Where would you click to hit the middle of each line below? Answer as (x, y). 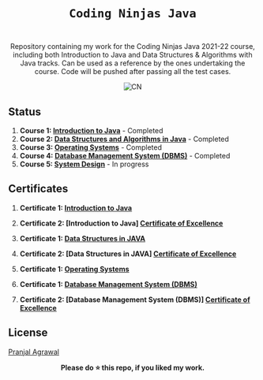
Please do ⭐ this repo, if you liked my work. (133, 367)
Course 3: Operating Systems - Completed (90, 147)
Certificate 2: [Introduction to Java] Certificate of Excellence (121, 223)
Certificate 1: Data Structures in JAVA (83, 238)
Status (25, 112)
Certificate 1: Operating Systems (74, 269)
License (28, 333)
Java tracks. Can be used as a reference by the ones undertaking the (133, 63)
